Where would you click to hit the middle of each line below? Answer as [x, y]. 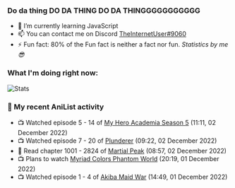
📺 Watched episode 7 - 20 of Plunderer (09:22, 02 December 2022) [117, 141]
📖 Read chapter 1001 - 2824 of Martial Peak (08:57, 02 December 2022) [122, 151]
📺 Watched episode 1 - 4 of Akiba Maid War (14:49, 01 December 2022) [122, 177]
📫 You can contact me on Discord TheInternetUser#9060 [102, 34]
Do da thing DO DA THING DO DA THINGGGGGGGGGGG [104, 11]
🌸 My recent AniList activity [56, 107]
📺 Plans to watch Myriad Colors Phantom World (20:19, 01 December [118, 158]
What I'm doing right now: [53, 73]
